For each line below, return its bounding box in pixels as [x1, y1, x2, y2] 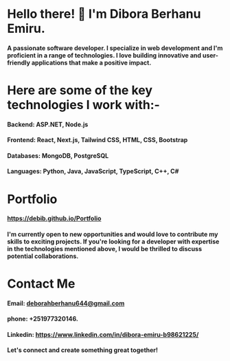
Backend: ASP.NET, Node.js [7, 120, 89, 128]
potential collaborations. [7, 252, 79, 260]
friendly [7, 58, 31, 67]
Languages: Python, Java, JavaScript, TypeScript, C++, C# [7, 167, 179, 176]
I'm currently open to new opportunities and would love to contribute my [7, 230, 218, 238]
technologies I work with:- [7, 97, 160, 113]
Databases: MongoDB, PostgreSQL [7, 151, 109, 160]
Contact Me [7, 276, 76, 291]
